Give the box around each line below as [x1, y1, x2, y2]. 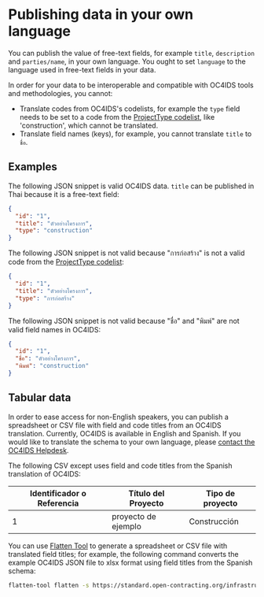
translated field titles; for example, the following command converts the [8, 549, 239, 558]
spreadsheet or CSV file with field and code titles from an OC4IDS [8, 420, 222, 430]
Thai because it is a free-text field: [8, 189, 119, 198]
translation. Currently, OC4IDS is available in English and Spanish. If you [8, 428, 241, 438]
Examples [8, 160, 57, 174]
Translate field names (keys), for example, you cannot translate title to [19, 128, 252, 139]
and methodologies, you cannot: [8, 88, 113, 98]
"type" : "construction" [15, 227, 93, 235]
